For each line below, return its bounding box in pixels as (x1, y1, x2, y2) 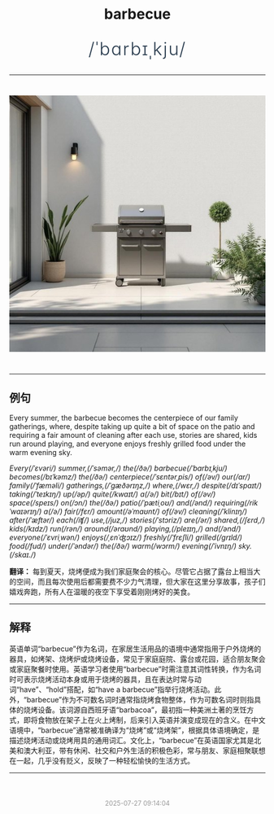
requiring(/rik (214, 498, 259, 507)
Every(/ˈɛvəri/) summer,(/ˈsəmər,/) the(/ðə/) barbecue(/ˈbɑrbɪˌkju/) (9, 463, 228, 473)
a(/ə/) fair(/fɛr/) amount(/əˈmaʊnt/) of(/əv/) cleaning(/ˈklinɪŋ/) (43, 506, 247, 516)
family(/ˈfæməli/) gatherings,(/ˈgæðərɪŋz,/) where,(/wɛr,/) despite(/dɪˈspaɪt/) (9, 481, 263, 490)
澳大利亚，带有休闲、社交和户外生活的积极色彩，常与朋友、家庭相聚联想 (23, 746, 266, 755)
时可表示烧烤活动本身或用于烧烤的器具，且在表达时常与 (9, 674, 194, 684)
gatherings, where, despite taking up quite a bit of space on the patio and (9, 422, 255, 431)
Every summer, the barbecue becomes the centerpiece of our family (9, 413, 239, 422)
